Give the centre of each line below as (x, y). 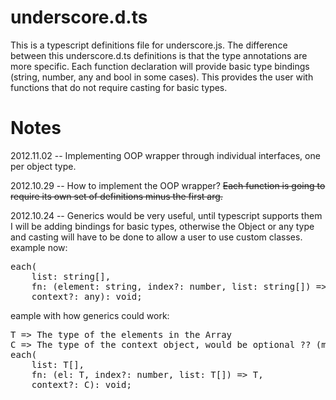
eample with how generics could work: (90, 315)
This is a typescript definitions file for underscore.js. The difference (149, 45)
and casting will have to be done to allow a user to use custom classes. (156, 237)
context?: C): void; (81, 384)
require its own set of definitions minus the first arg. (116, 196)
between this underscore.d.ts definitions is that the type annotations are (159, 55)
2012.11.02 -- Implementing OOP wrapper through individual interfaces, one (165, 155)
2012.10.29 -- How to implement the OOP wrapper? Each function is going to (168, 185)
